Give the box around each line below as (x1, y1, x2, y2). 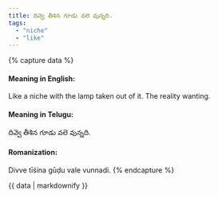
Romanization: (8, 148, 58, 157)
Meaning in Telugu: (8, 110, 74, 119)
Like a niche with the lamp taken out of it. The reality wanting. (8, 91, 211, 101)
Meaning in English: (8, 73, 76, 83)
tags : (8, 19, 26, 27)
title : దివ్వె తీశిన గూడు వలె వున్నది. (8, 11, 113, 20)
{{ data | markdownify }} (8, 181, 89, 190)
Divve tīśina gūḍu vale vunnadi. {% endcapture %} (8, 165, 175, 175)
